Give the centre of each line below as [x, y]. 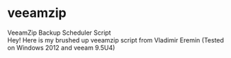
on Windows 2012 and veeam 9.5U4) [61, 47]
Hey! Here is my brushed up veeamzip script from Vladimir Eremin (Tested [116, 40]
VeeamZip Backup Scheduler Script [59, 33]
